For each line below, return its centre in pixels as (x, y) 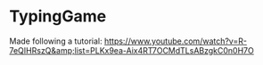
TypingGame (58, 16)
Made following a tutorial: (56, 41)
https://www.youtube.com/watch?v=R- (176, 41)
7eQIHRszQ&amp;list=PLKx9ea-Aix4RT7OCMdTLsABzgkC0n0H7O (131, 50)
